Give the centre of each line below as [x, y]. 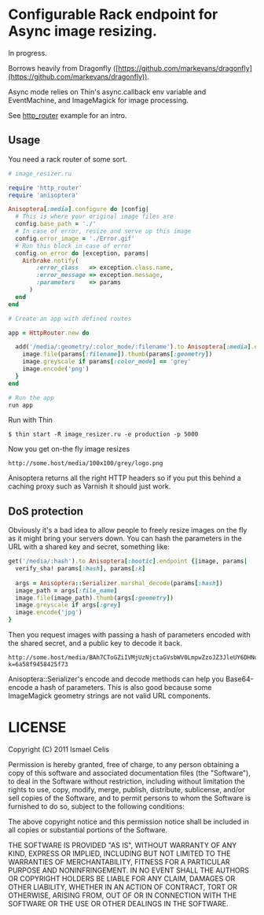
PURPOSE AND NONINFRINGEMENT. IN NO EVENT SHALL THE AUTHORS [129, 870]
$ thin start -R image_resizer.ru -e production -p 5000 [103, 434]
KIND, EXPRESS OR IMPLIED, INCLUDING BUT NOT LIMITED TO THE [119, 854]
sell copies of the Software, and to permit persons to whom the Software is [130, 798]
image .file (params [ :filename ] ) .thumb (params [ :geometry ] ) [117, 354]
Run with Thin [31, 420]
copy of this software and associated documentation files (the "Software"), [130, 773]
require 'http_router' [45, 188]
